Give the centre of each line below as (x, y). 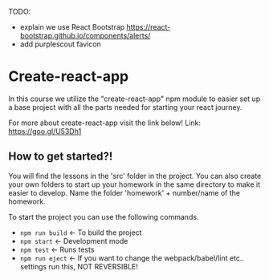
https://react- (149, 27)
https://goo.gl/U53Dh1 (45, 131)
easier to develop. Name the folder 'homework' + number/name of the (124, 192)
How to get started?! (61, 157)
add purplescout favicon (61, 44)
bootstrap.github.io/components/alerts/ (85, 36)
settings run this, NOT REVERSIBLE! (79, 266)
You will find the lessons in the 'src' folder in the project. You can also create (135, 176)
